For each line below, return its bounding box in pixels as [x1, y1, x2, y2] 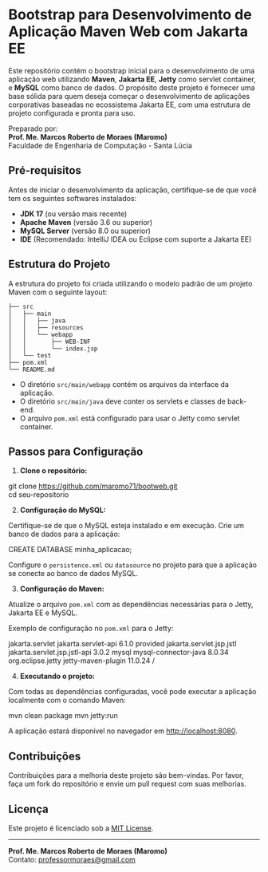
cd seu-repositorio [8, 490, 69, 499]
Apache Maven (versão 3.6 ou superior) [19, 217, 153, 227]
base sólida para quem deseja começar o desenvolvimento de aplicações [8, 91, 250, 101]
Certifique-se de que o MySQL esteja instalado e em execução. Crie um [8, 521, 245, 531]
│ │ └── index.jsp [8, 345, 98, 353]
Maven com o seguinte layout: [8, 287, 108, 297]
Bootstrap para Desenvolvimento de [8, 6, 253, 24]
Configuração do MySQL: [19, 505, 106, 515]
